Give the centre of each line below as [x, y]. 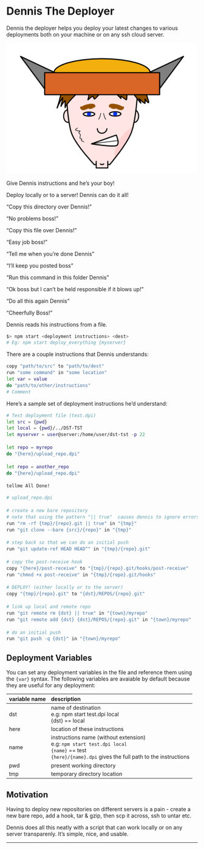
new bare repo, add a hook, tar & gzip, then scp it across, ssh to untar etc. [99, 816]
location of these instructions [87, 729]
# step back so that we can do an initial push [68, 542]
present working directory [83, 765]
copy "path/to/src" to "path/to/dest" [55, 366]
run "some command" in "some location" [57, 373]
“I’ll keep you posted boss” [40, 265]
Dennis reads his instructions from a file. [57, 324]
